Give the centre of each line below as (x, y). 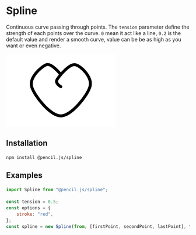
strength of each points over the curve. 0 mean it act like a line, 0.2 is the (94, 33)
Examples (24, 176)
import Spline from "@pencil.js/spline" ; (57, 189)
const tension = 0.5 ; (32, 202)
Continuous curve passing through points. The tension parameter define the (98, 27)
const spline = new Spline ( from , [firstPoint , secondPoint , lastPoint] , (96, 226)
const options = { (28, 208)
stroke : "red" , (35, 215)
